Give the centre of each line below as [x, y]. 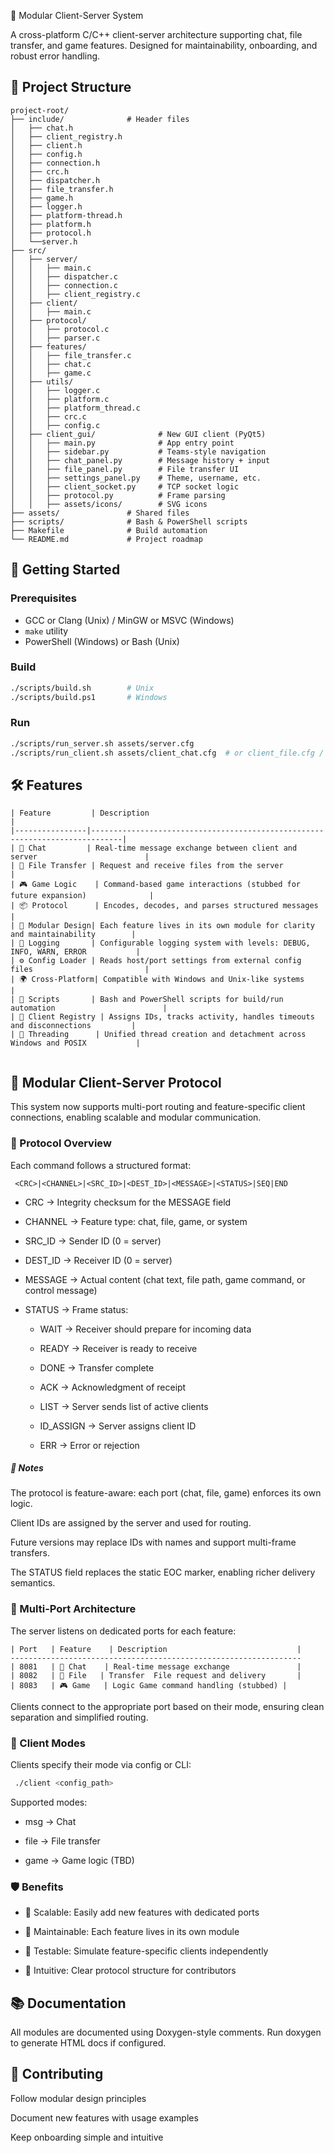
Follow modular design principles [78, 2098]
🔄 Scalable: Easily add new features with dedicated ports [142, 1912]
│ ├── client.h [46, 145]
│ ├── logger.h [46, 206]
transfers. [30, 1553]
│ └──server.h [44, 241]
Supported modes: [49, 1802]
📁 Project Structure [71, 87]
